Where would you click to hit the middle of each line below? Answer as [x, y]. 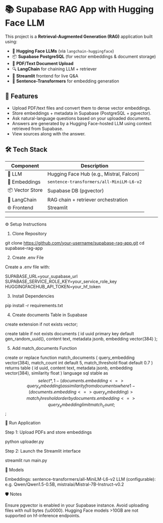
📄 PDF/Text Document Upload [43, 63]
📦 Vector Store [25, 190]
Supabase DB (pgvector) [76, 191]
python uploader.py [24, 441]
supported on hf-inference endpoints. [43, 515]
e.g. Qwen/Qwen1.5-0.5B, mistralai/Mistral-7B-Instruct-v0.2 [65, 484]
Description [95, 165]
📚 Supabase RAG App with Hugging [79, 9]
